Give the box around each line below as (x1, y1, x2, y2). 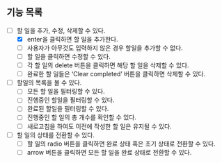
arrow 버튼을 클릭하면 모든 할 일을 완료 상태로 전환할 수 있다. (26, 148, 192, 156)
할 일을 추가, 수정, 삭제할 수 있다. (16, 26, 106, 35)
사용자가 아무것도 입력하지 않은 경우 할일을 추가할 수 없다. (26, 44, 184, 52)
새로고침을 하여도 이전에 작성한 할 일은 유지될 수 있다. (26, 122, 172, 130)
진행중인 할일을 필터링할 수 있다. (26, 96, 115, 104)
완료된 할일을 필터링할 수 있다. (26, 105, 109, 113)
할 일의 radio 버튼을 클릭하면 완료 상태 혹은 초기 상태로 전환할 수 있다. (26, 139, 216, 148)
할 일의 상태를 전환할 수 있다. (16, 130, 95, 139)
